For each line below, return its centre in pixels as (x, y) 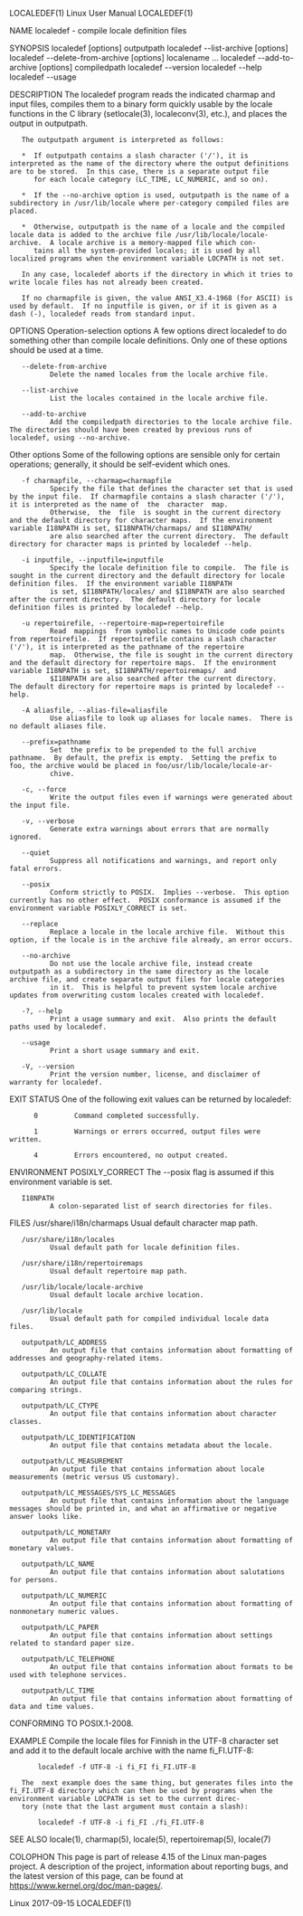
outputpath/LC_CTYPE (60, 1406)
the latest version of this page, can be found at (96, 1876)
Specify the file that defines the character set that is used (171, 488)
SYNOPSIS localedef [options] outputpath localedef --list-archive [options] (149, 48)
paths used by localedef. (58, 1027)
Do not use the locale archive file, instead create (151, 963)
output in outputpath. (49, 123)
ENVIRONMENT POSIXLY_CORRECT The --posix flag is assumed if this (142, 1172)
